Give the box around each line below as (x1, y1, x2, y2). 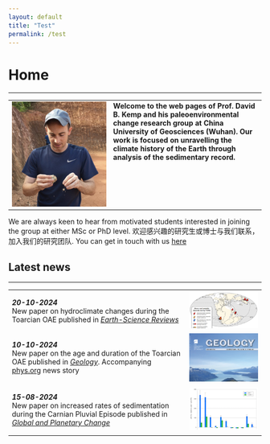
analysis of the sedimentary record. (112, 153, 235, 162)
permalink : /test (8, 30, 67, 38)
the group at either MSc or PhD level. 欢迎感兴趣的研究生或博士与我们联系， (8, 226, 260, 236)
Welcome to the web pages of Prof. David (112, 101, 256, 111)
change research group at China (112, 118, 224, 128)
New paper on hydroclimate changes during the (11, 306, 170, 315)
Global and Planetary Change (11, 417, 111, 427)
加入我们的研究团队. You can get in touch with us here (8, 236, 187, 246)
